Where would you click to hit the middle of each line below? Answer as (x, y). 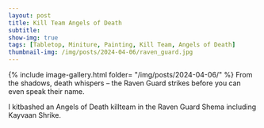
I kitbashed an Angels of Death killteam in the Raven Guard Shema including (132, 107)
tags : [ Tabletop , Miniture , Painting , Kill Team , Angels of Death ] (122, 45)
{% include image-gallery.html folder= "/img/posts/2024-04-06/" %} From (130, 75)
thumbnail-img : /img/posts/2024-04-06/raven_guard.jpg (101, 52)
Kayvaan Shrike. (35, 115)
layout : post (30, 15)
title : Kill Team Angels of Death (65, 23)
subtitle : (25, 30)
